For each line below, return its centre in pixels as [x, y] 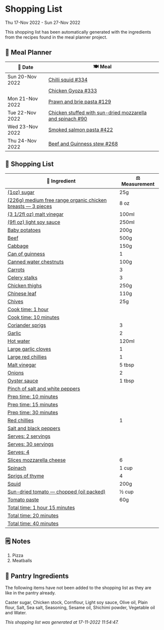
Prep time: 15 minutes [33, 405]
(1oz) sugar [21, 192]
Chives [15, 301]
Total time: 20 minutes [33, 515]
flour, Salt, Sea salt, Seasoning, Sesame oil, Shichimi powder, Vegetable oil [80, 608]
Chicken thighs [25, 285]
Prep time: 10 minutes [33, 396]
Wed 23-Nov [23, 126]
